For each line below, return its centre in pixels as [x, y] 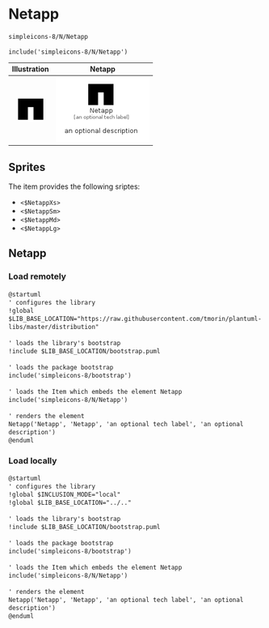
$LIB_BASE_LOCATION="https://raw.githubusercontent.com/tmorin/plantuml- [135, 318]
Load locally [33, 460]
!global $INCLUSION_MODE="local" [65, 494]
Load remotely [38, 276]
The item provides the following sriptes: [74, 186]
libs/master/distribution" [54, 327]
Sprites [27, 167]
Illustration [31, 69]
